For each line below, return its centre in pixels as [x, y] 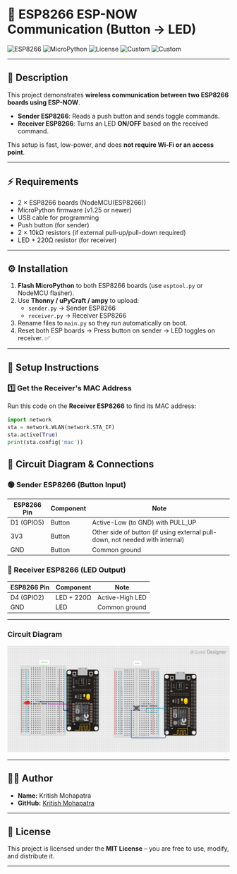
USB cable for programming [58, 217]
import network [30, 420]
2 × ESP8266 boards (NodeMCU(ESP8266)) [82, 202]
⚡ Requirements [43, 182]
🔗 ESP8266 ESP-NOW [72, 14]
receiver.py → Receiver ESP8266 [77, 316]
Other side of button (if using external [146, 532]
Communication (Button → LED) [102, 29]
